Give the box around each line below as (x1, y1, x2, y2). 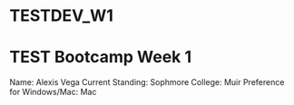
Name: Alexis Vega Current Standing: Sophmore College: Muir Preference (9, 77, 285, 88)
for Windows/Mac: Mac (9, 87, 97, 98)
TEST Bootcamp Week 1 (9, 47, 192, 68)
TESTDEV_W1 (9, 5, 113, 26)
